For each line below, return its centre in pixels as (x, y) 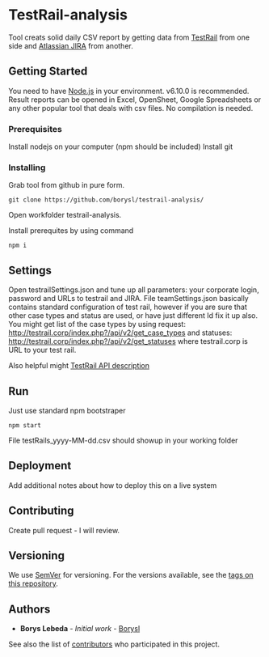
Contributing (41, 511)
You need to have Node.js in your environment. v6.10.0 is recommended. (129, 91)
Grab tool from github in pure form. (67, 185)
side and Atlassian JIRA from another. (71, 45)
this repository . (34, 583)
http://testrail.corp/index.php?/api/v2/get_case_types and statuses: (120, 333)
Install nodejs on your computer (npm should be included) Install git (121, 146)
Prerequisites (35, 129)
